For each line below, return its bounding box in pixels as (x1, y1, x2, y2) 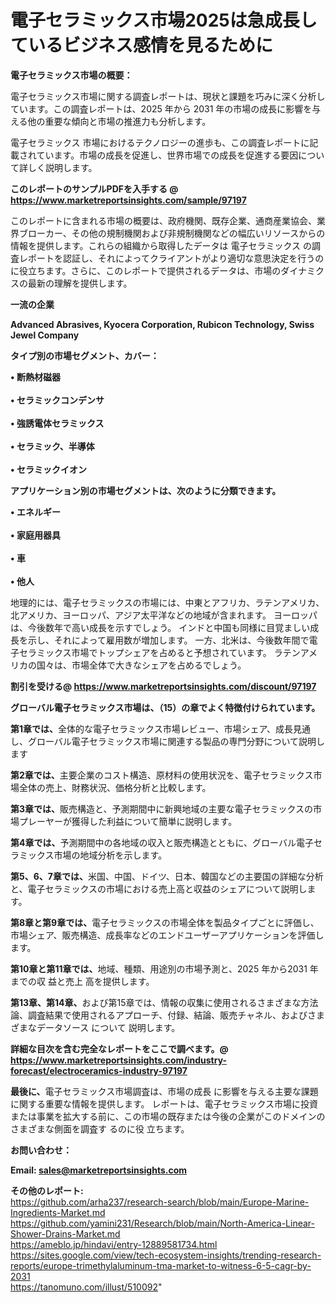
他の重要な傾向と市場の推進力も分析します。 (27, 115, 212, 127)
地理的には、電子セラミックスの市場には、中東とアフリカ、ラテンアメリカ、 (10, 596, 325, 608)
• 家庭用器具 (10, 529, 61, 541)
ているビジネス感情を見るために (10, 34, 274, 57)
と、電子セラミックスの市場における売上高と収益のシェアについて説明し (10, 882, 308, 895)
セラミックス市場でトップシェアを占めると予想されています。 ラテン (18, 646, 301, 658)
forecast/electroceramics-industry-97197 (10, 1064, 188, 1076)
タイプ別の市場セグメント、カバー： (10, 349, 160, 361)
